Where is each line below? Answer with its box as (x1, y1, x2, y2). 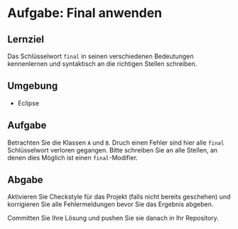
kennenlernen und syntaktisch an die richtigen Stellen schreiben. (7, 60, 198, 68)
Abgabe (7, 174, 44, 186)
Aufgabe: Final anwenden (7, 5, 163, 21)
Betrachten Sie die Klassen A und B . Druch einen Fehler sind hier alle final (7, 138, 225, 147)
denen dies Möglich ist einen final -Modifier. (7, 153, 139, 162)
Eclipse (17, 99, 40, 107)
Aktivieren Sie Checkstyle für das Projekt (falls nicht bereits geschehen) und (7, 193, 231, 201)
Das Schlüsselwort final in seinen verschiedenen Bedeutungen (7, 52, 194, 60)
